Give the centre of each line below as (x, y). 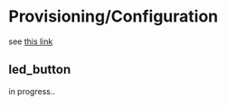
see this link (31, 41)
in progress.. (32, 91)
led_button (40, 70)
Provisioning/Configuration (113, 17)
